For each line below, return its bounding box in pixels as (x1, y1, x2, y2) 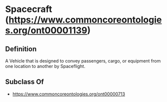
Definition (5, 44, 36, 53)
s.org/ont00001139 (5, 25, 87, 36)
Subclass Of (5, 77, 44, 86)
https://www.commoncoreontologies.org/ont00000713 (12, 91, 125, 97)
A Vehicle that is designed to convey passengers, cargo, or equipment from (5, 58, 161, 63)
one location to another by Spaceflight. (5, 63, 85, 69)
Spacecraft (5, 3, 52, 15)
